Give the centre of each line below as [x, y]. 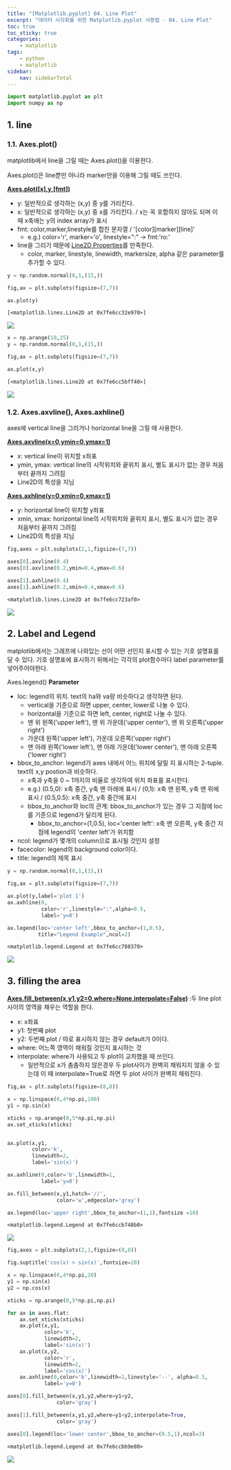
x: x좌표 [28, 1022]
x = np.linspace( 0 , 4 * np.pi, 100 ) [53, 1099]
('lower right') [47, 755]
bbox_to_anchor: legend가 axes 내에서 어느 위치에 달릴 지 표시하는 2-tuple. [120, 763]
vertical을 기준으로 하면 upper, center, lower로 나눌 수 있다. [108, 705]
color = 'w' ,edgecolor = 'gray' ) [98, 1200]
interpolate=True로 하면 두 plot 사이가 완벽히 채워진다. [129, 1074]
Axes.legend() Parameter [43, 682]
